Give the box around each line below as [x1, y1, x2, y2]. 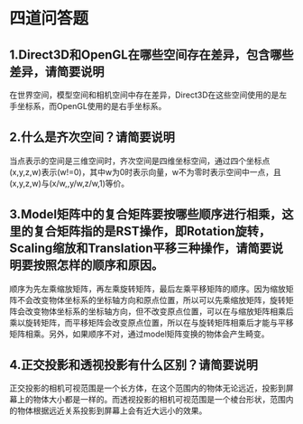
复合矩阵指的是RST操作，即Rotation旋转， [32, 224, 271, 239]
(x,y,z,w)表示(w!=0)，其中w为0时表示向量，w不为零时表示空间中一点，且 [9, 166, 281, 177]
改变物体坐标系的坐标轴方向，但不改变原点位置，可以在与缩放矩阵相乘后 [24, 306, 294, 317]
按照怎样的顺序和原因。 [32, 258, 164, 273]
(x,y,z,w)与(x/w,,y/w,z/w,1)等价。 [9, 178, 130, 189]
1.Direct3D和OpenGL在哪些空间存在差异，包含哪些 [9, 47, 294, 62]
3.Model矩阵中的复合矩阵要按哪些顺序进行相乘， [9, 207, 282, 222]
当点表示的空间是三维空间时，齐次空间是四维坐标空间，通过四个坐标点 [9, 155, 271, 166]
